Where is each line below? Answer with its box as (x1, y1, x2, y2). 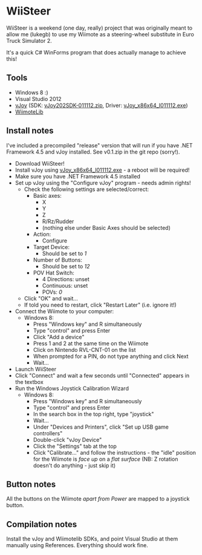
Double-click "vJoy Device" (33, 436, 102, 443)
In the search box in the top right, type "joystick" (33, 410, 154, 418)
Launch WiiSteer (15, 365, 56, 372)
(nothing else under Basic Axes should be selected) (42, 224, 171, 231)
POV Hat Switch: (33, 269, 74, 276)
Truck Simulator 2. (6, 37, 53, 44)
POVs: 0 (42, 288, 62, 296)
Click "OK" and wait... (24, 294, 79, 302)
